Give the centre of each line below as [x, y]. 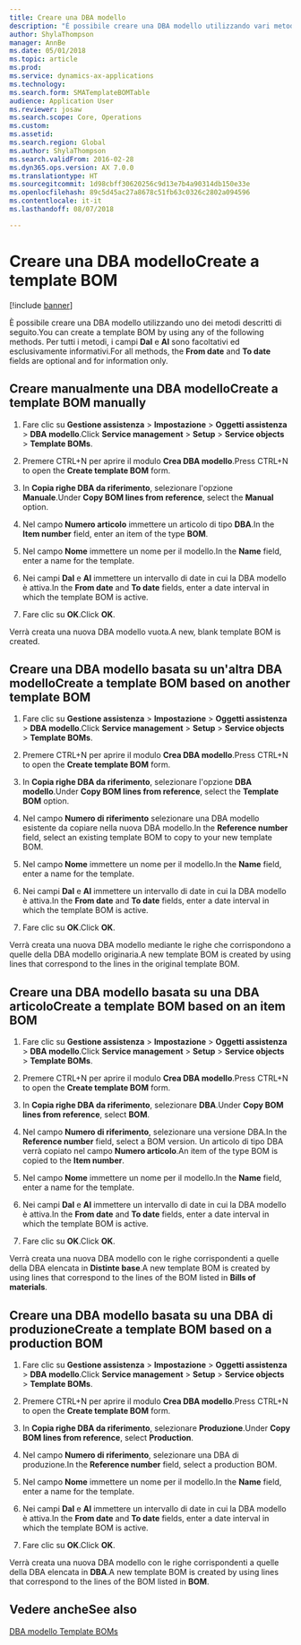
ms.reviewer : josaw [46, 109]
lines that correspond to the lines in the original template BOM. [125, 964]
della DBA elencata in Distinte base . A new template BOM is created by [140, 1268]
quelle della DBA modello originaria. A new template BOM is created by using [150, 954]
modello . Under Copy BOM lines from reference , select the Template [150, 792]
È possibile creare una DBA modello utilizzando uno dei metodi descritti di [146, 323]
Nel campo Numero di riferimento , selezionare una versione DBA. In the [155, 1132]
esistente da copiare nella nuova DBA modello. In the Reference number [155, 828]
